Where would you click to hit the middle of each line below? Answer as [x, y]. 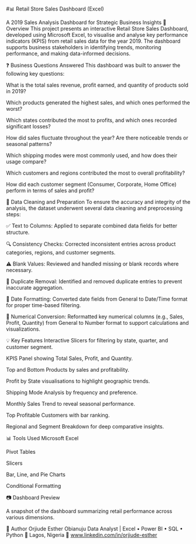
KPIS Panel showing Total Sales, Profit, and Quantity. [70, 358]
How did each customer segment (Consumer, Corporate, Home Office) [91, 184]
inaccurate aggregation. [35, 288]
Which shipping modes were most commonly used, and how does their [92, 155]
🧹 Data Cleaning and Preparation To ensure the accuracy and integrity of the [98, 202]
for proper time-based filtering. [44, 305]
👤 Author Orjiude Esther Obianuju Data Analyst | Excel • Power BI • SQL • [94, 529]
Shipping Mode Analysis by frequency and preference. [72, 392]
